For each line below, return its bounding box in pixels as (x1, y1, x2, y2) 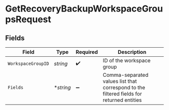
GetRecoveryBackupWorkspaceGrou (5, 3, 163, 15)
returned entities (103, 96, 142, 103)
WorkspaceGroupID (8, 61, 49, 66)
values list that (103, 78, 137, 84)
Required (75, 49, 98, 55)
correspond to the (103, 84, 145, 91)
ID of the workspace (103, 57, 151, 64)
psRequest (5, 14, 51, 25)
